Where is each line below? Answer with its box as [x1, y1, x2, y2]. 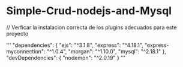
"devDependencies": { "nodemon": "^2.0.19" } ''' [6, 54, 126, 61]
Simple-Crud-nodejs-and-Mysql [6, 4, 172, 18]
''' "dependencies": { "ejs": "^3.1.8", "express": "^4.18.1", [6, 42, 144, 49]
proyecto [6, 30, 29, 37]
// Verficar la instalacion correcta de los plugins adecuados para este [6, 24, 177, 31]
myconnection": [6, 47, 46, 55]
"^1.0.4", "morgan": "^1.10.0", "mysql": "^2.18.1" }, [46, 47, 167, 55]
